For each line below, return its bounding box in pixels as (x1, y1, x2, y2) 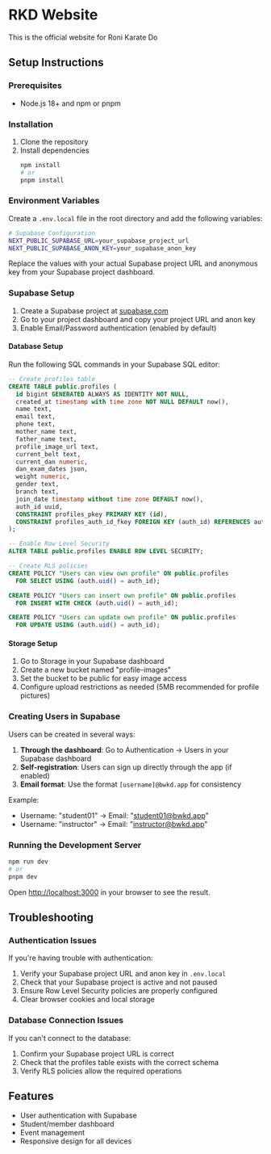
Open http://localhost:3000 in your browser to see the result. (8, 887, 211, 897)
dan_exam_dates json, (15, 465, 89, 473)
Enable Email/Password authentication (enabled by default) (19, 323, 217, 333)
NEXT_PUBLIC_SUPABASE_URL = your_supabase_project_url (8, 237, 190, 245)
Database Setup (8, 342, 64, 351)
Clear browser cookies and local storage (19, 995, 155, 1005)
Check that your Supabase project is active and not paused (19, 977, 218, 987)
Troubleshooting (8, 911, 94, 925)
